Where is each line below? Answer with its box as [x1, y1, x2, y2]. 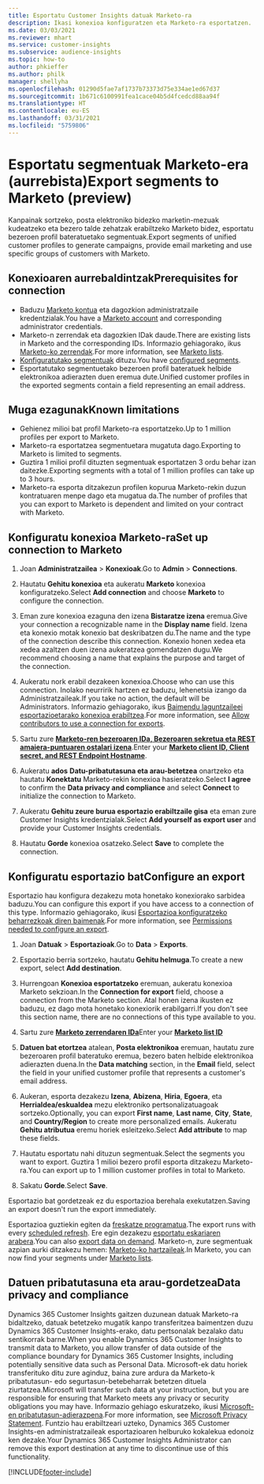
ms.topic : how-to [8, 56, 65, 64]
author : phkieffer [8, 63, 69, 71]
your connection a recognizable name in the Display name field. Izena [19, 620, 248, 630]
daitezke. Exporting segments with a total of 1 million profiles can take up [19, 466, 255, 476]
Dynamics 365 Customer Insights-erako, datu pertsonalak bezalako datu [8, 1326, 244, 1336]
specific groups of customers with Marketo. [8, 249, 151, 258]
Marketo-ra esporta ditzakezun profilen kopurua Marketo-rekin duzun [19, 483, 247, 492]
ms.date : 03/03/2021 [8, 26, 76, 34]
